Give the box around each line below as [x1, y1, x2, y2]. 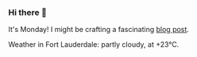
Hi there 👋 [8, 7, 48, 18]
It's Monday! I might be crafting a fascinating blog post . [8, 25, 189, 34]
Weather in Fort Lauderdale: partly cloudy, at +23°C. [8, 40, 180, 49]
